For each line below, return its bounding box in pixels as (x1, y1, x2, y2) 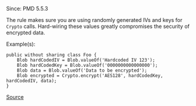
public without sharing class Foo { (6, 52, 97, 58)
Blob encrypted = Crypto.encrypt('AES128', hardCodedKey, (17, 73, 163, 79)
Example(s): (6, 41, 36, 47)
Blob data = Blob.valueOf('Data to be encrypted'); (17, 68, 147, 73)
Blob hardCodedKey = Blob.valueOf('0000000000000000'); (17, 62, 159, 68)
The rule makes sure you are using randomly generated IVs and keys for (6, 17, 183, 23)
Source (6, 94, 24, 100)
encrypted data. (6, 29, 46, 36)
